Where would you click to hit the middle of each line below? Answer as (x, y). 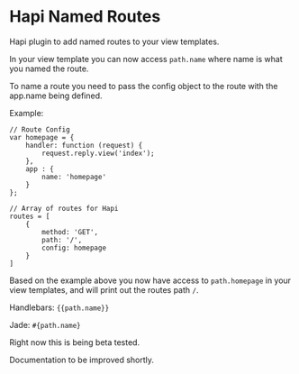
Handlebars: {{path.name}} (59, 307)
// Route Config (40, 129)
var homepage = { (42, 137)
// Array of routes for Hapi (64, 208)
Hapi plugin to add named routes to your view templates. (114, 41)
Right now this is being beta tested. (75, 342)
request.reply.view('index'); (98, 153)
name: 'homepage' (74, 177)
